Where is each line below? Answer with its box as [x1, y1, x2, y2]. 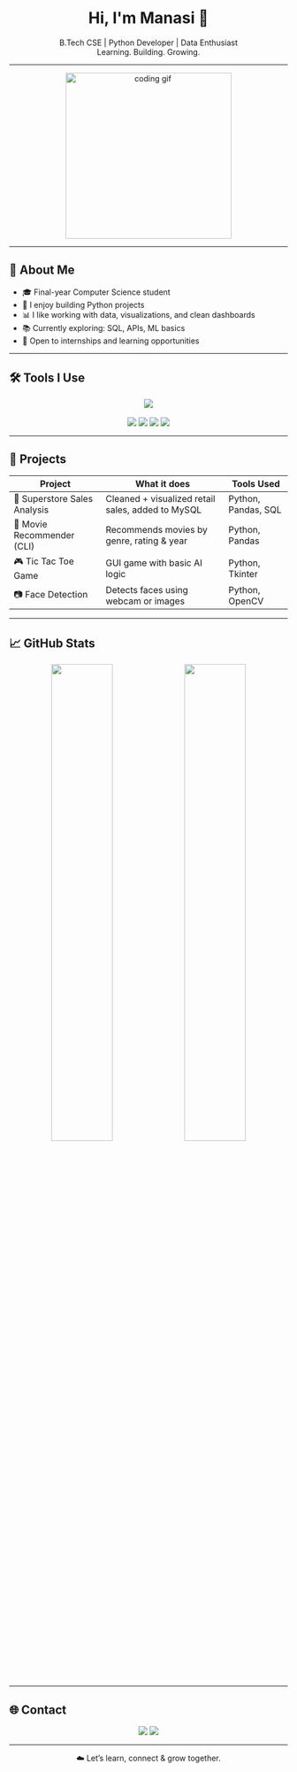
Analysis [13, 504, 49, 516]
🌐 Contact [9, 1702, 67, 1717]
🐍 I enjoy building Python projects [21, 299, 145, 310]
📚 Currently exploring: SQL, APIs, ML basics [21, 322, 186, 333]
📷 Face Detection [13, 588, 88, 600]
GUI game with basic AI [105, 557, 203, 569]
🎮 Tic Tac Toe [13, 555, 74, 567]
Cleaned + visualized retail [105, 493, 216, 505]
